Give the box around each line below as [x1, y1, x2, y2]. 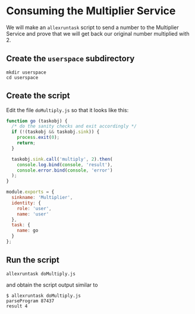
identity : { [11, 200, 42, 206]
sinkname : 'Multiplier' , [11, 195, 73, 201]
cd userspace [6, 74, 39, 81]
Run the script [6, 255, 59, 265]
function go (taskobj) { [6, 118, 68, 124]
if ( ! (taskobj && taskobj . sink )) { [11, 129, 100, 135]
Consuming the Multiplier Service [6, 4, 176, 18]
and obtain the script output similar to [6, 281, 98, 288]
